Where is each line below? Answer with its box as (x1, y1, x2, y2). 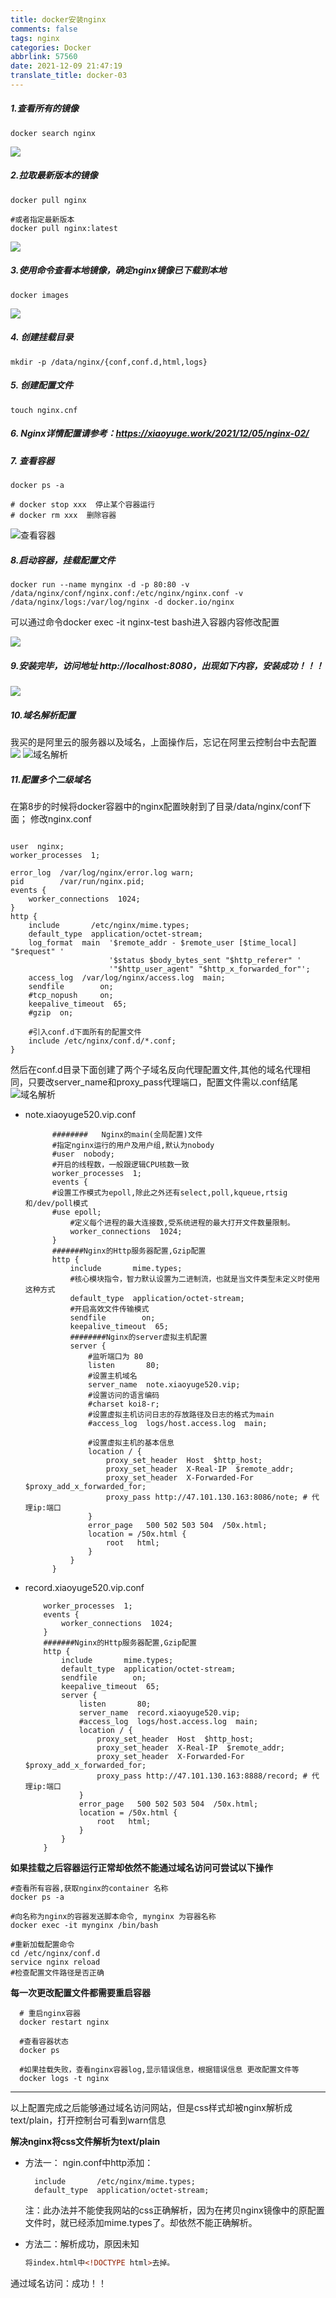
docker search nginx (10, 128, 97, 138)
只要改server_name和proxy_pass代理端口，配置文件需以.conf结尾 (27, 1076, 298, 1088)
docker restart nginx (19, 2017, 110, 2027)
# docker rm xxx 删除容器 (10, 511, 117, 521)
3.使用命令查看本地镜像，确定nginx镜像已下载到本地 (10, 264, 227, 276)
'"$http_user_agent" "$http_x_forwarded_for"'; (108, 964, 311, 974)
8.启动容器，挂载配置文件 (10, 554, 116, 566)
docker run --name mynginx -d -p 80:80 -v (10, 580, 190, 590)
